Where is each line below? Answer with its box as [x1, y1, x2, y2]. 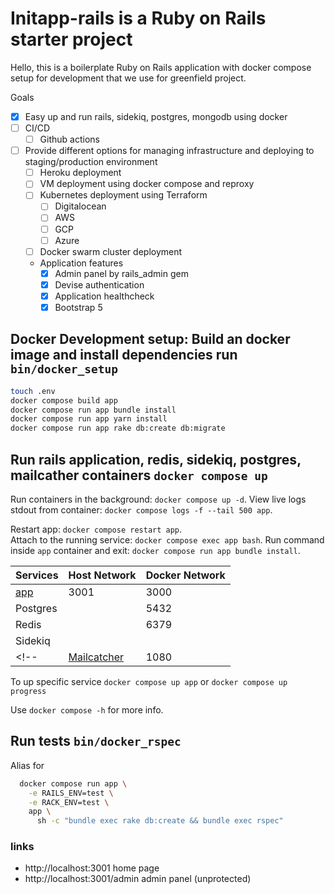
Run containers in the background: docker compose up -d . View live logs [10, 493, 307, 505]
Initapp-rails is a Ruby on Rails [10, 7, 267, 30]
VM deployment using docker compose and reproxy [39, 178, 255, 190]
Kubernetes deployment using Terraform [39, 189, 208, 201]
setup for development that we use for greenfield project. [10, 72, 247, 84]
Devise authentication [54, 278, 145, 291]
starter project [10, 28, 133, 51]
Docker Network [145, 568, 226, 582]
